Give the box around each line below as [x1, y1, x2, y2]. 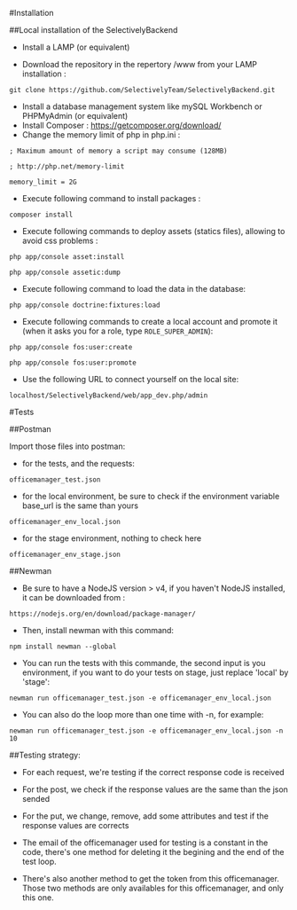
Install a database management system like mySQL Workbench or [21, 101, 263, 112]
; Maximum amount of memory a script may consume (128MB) [9, 146, 228, 155]
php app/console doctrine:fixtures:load [9, 301, 161, 310]
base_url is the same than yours [21, 500, 139, 511]
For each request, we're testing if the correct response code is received [21, 767, 285, 777]
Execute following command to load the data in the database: [21, 284, 246, 294]
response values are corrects [21, 820, 129, 830]
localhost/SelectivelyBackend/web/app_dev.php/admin [9, 391, 208, 400]
